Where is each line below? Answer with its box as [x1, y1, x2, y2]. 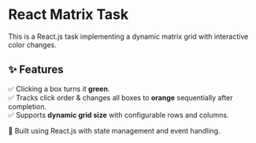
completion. [8, 101, 47, 111]
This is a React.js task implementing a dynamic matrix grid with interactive [8, 32, 249, 41]
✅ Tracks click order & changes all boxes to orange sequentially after [8, 92, 234, 102]
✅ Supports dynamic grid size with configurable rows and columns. [8, 110, 229, 119]
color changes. [8, 40, 57, 49]
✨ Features [8, 63, 64, 77]
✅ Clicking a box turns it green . [8, 84, 110, 93]
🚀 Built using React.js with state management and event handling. [8, 126, 221, 135]
